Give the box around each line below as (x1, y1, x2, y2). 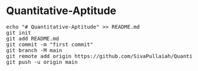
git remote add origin (6, 53, 72, 59)
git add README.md (6, 35, 60, 42)
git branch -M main (6, 47, 62, 53)
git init (6, 29, 31, 36)
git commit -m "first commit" (6, 41, 94, 48)
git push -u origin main (6, 59, 78, 65)
